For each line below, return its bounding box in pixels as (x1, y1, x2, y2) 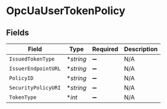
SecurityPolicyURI (9, 84, 61, 91)
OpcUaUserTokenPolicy (6, 4, 126, 18)
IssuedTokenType (9, 56, 55, 62)
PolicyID (9, 75, 34, 81)
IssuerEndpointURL (9, 65, 61, 72)
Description (124, 45, 158, 53)
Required (92, 45, 118, 53)
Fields (6, 28, 30, 38)
